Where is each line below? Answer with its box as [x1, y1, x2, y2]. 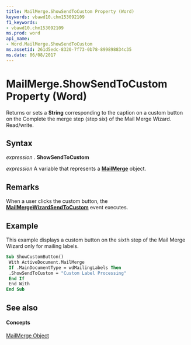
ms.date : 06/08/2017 [6, 52, 57, 58]
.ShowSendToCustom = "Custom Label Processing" [8, 270, 127, 276]
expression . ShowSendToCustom [6, 154, 89, 161]
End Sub [6, 287, 25, 292]
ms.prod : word [6, 30, 41, 36]
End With [8, 281, 30, 287]
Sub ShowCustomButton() [6, 254, 64, 260]
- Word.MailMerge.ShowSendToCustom [6, 42, 93, 47]
